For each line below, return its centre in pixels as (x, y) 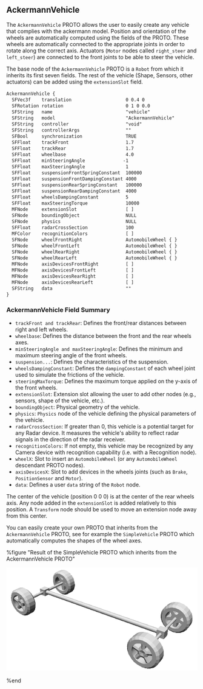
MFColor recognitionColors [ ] (73, 234)
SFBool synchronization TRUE (74, 136)
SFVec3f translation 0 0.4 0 (78, 100)
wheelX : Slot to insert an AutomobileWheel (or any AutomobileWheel (96, 459)
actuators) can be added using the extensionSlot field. (75, 82)
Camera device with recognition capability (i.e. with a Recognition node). (106, 452)
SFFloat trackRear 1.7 (73, 149)
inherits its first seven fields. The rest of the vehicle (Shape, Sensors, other (100, 75)
